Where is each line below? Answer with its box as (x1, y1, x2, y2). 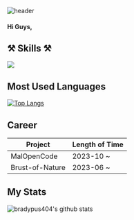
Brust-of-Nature (10, 163, 66, 173)
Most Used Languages (7, 81, 106, 92)
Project (26, 139, 50, 149)
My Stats (7, 186, 47, 198)
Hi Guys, (7, 22, 32, 31)
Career (7, 119, 38, 131)
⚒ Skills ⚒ (7, 42, 52, 54)
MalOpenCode (10, 151, 58, 161)
